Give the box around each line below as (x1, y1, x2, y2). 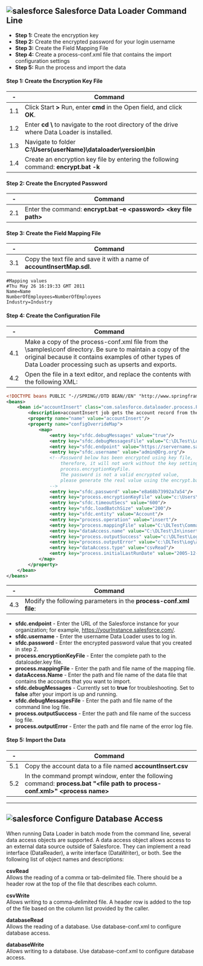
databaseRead (6, 916, 43, 924)
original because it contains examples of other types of (25, 352, 181, 361)
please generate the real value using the (60, 477, 169, 484)
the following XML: (25, 377, 78, 386)
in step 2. (14, 645, 39, 653)
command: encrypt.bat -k (25, 163, 100, 171)
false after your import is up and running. (14, 690, 118, 698)
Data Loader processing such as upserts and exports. (25, 360, 177, 369)
